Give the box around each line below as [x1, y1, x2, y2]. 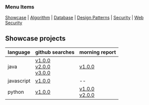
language [7, 49, 31, 56]
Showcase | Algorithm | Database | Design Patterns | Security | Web [5, 15, 144, 21]
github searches [35, 49, 75, 56]
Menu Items [5, 3, 35, 10]
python [7, 89, 24, 96]
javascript [7, 77, 31, 84]
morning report [79, 49, 116, 56]
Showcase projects [5, 34, 66, 42]
